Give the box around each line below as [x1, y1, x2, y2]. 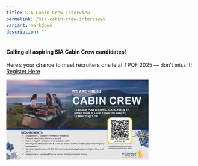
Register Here [6, 68, 40, 75]
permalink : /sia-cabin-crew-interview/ [6, 16, 107, 22]
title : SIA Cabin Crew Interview [6, 10, 90, 16]
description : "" [6, 29, 47, 35]
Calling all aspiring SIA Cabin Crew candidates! [6, 48, 126, 55]
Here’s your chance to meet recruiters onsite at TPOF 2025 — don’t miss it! [6, 61, 193, 69]
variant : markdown [6, 22, 52, 28]
